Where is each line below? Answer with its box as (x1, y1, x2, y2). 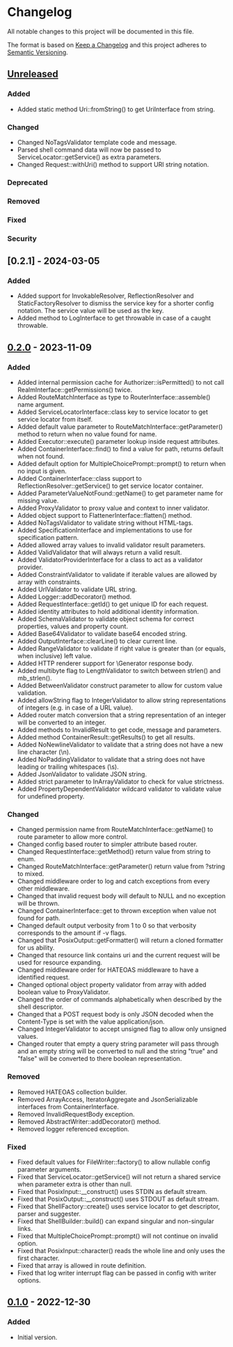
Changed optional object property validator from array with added (17, 980, 207, 989)
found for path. (17, 914, 61, 923)
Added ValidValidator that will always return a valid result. (17, 548, 182, 557)
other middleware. (17, 884, 70, 893)
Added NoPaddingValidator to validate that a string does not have (17, 755, 205, 763)
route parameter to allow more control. (17, 833, 128, 841)
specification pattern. (17, 533, 79, 541)
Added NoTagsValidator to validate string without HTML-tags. (17, 518, 193, 527)
